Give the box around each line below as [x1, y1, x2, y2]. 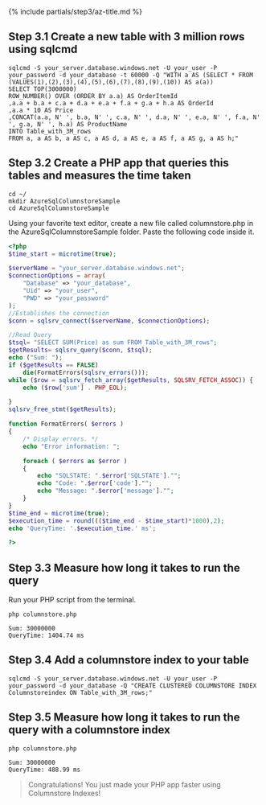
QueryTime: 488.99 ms [8, 766, 81, 774]
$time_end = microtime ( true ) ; [8, 509, 110, 517]
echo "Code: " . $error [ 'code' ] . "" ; [37, 479, 153, 487]
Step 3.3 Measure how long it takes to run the [8, 561, 240, 574]
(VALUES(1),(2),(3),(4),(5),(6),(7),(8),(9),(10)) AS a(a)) [8, 78, 215, 86]
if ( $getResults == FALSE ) [8, 361, 99, 369]
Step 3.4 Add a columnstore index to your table [8, 653, 249, 667]
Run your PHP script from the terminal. [8, 595, 137, 605]
